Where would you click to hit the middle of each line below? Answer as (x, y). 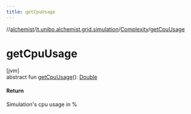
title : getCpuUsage (31, 12)
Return (15, 91)
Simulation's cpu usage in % (42, 104)
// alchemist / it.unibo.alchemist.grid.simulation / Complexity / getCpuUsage (95, 29)
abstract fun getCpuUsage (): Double (52, 77)
